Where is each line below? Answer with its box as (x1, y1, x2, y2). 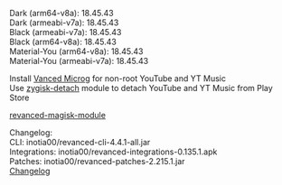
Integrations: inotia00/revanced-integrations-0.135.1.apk (9, 146, 218, 157)
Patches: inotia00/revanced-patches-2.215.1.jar (9, 156, 185, 166)
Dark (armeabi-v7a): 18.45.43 (9, 17, 119, 28)
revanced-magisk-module (9, 110, 107, 120)
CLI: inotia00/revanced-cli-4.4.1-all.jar (9, 137, 151, 147)
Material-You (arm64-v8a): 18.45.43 (9, 46, 144, 57)
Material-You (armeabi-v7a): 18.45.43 (9, 56, 149, 66)
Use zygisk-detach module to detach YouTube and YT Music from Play (9, 83, 273, 93)
